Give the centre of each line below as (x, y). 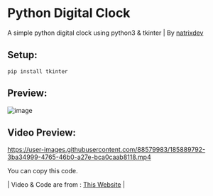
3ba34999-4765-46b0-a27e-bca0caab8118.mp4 (79, 157)
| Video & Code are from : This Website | (66, 185)
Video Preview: (42, 132)
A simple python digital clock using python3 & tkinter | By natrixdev (105, 33)
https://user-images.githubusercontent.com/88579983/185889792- (106, 150)
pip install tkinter (38, 71)
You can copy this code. (43, 171)
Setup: (22, 55)
